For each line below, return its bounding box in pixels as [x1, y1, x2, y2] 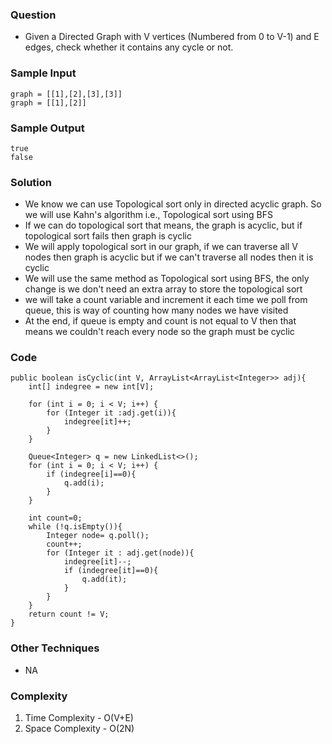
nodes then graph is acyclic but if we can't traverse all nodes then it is [24, 251, 314, 263]
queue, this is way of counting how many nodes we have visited [24, 304, 289, 317]
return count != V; [28, 609, 110, 620]
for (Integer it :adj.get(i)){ [46, 408, 177, 418]
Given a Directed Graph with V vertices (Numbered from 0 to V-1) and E [24, 31, 320, 43]
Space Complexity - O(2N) [24, 723, 135, 735]
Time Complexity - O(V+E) [24, 712, 134, 724]
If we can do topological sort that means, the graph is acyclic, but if [24, 219, 303, 232]
